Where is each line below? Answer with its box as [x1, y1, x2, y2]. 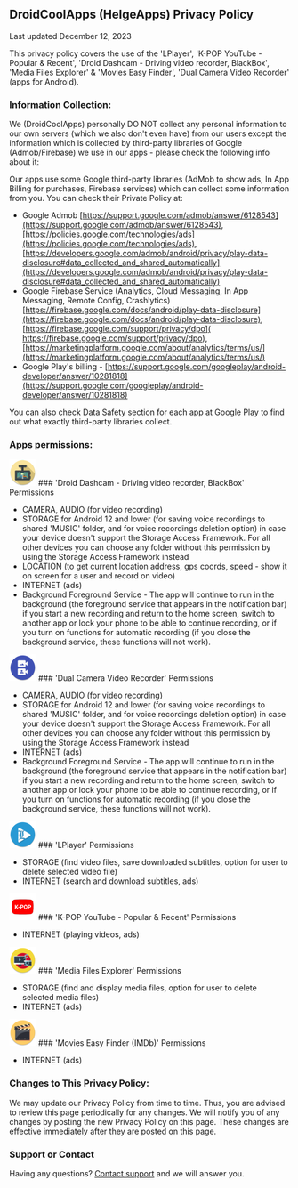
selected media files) [21, 992, 100, 1003]
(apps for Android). [9, 76, 79, 87]
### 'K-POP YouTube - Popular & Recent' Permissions [37, 912, 237, 923]
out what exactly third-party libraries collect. [9, 416, 173, 427]
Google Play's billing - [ [21, 361, 109, 372]
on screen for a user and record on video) [21, 570, 176, 581]
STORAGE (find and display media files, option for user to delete [21, 982, 258, 993]
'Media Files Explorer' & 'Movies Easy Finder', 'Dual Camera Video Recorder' [9, 67, 290, 77]
